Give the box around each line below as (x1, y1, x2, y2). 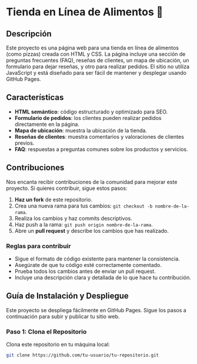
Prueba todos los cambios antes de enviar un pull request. (14, 268, 156, 275)
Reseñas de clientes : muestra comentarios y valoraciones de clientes (14, 133, 184, 140)
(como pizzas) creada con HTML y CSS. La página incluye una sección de (6, 51, 186, 58)
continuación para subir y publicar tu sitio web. (6, 313, 120, 320)
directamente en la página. (14, 121, 79, 128)
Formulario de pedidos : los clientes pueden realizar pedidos (14, 114, 162, 121)
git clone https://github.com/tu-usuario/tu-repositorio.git (6, 352, 159, 358)
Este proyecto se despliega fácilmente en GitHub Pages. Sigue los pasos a (6, 306, 186, 313)
